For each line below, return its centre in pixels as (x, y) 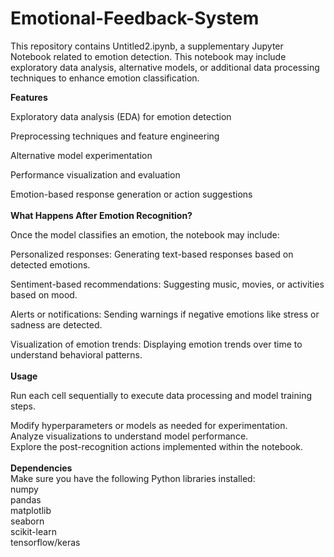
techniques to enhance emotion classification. (105, 78)
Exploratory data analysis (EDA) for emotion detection (121, 116)
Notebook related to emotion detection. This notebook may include (148, 56)
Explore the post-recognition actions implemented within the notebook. (157, 446)
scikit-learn (33, 531)
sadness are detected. (56, 324)
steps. (23, 406)
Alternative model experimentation (81, 155)
